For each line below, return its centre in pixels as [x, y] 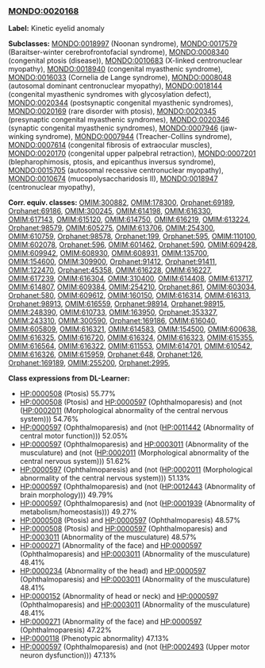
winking [21, 137]
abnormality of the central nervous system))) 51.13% [105, 478]
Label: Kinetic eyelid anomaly [56, 29]
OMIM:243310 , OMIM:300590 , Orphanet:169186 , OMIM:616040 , [113, 321]
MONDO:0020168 [44, 11]
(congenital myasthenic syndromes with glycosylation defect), [110, 95]
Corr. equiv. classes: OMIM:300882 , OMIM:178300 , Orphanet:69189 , [122, 203]
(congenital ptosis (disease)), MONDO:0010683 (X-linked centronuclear [125, 60]
